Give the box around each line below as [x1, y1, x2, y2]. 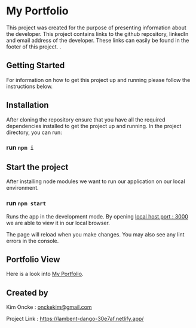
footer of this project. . [6, 43, 62, 50]
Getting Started [6, 60, 65, 71]
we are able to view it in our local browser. [6, 219, 111, 226]
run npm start [6, 199, 47, 208]
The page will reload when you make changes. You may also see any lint [6, 230, 185, 238]
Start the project [6, 162, 69, 172]
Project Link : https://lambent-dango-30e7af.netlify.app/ [6, 315, 144, 323]
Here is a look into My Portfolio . [6, 271, 84, 278]
